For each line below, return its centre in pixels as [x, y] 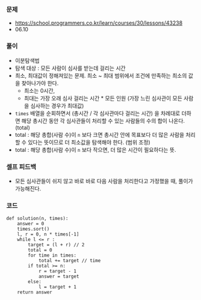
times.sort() [33, 229]
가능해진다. [28, 189]
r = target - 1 [57, 271]
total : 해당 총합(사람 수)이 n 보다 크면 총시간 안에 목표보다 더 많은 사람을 [100, 134]
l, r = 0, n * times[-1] [48, 234]
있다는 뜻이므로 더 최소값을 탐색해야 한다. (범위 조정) [89, 142]
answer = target [59, 277]
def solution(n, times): [37, 219]
